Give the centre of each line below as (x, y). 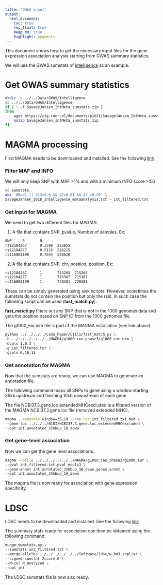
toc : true (24, 23)
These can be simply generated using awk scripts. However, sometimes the (81, 291)
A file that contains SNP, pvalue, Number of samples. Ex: (69, 232)
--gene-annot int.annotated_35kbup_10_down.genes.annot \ (65, 469)
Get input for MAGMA (31, 212)
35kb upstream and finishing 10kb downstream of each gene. (66, 395)
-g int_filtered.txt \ (28, 348)
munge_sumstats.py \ (26, 545)
